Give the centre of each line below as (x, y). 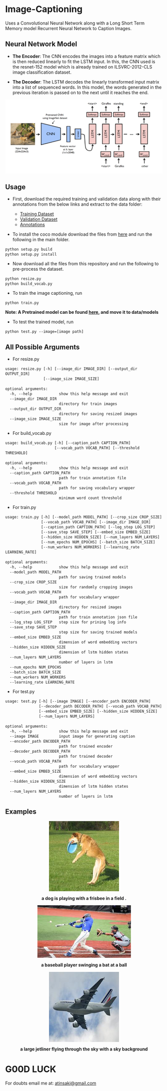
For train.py (24, 507)
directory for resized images (90, 607)
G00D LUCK (31, 1069)
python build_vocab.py (29, 284)
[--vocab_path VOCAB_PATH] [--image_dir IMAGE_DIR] (96, 522)
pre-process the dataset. (38, 269)
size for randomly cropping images (96, 587)
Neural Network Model (41, 44)
